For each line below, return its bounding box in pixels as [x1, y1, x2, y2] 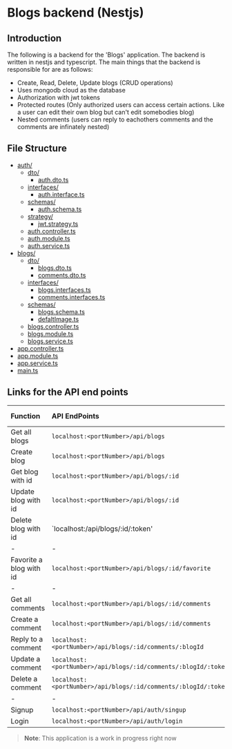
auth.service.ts [27, 242, 70, 250]
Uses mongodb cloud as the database [17, 86, 126, 94]
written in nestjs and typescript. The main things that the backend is [7, 58, 201, 66]
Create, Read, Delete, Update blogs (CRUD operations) [17, 79, 174, 87]
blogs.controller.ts [27, 322, 79, 331]
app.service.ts [17, 359, 59, 367]
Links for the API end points [7, 387, 129, 398]
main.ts [17, 366, 39, 374]
